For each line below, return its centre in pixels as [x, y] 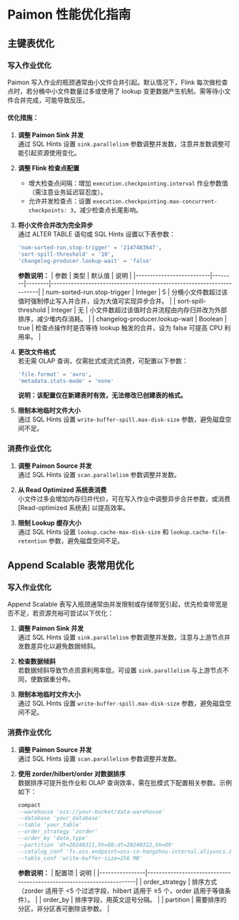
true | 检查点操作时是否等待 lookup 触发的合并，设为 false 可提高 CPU [120, 327]
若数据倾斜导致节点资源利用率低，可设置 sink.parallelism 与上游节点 [120, 670]
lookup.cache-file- [199, 532]
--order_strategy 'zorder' [58, 832]
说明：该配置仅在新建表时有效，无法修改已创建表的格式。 [102, 395]
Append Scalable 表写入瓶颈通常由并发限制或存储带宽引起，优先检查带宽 [115, 604]
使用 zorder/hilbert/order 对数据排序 [72, 774]
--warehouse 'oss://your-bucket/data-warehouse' [91, 811]
